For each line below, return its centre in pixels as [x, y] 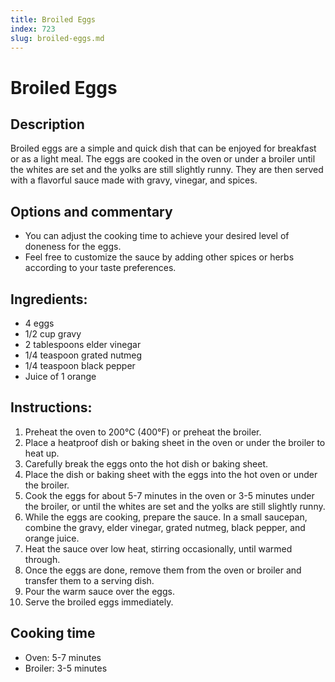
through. [42, 559]
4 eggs [39, 323]
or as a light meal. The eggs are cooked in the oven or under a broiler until [163, 159]
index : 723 [33, 29]
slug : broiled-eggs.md [57, 38]
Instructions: [51, 407]
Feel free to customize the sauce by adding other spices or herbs [159, 257]
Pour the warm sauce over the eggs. [99, 591]
